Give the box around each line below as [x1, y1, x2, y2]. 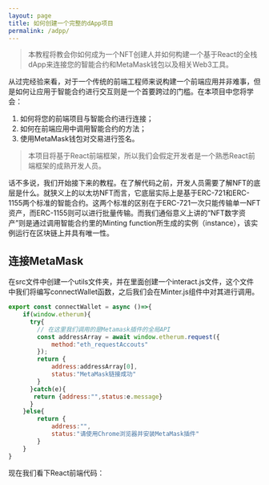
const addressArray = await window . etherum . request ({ [37, 332, 220, 341]
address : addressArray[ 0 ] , [50, 363, 138, 371]
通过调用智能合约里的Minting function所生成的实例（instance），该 [32, 218, 251, 228]
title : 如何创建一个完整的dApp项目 [8, 19, 114, 27]
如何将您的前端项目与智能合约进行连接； [19, 114, 154, 124]
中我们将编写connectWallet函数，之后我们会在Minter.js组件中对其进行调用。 [8, 287, 259, 297]
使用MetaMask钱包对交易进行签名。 [19, 134, 139, 144]
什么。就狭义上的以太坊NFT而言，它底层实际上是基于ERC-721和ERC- [22, 188, 250, 198]
